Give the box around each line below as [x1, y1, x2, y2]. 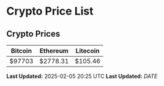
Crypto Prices [6, 29, 61, 39]
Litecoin [75, 47, 100, 55]
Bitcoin [10, 47, 32, 55]
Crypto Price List [6, 4, 94, 18]
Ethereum [39, 47, 69, 55]
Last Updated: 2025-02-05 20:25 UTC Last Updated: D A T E [6, 73, 158, 80]
